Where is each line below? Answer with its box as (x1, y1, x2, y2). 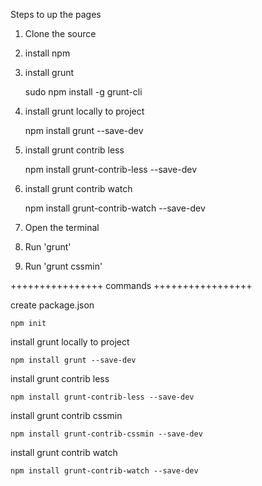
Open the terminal (24, 222, 100, 233)
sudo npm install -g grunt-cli (24, 86, 143, 98)
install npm (24, 47, 71, 59)
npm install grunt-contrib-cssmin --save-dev (10, 429, 203, 439)
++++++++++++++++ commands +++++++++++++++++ (10, 280, 253, 291)
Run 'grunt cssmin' (24, 260, 103, 272)
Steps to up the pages (10, 9, 102, 20)
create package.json (10, 299, 95, 311)
